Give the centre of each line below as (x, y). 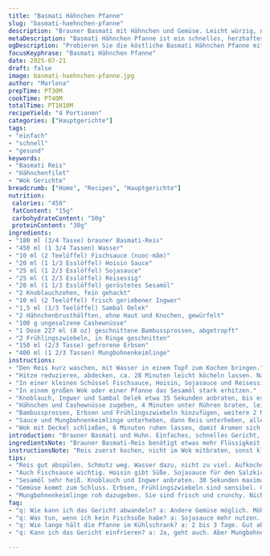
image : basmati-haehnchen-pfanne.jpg (72, 76)
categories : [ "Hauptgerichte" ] (61, 121)
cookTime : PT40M (35, 98)
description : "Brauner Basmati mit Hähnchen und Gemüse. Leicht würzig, (133, 31)
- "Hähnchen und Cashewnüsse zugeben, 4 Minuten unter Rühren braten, (129, 405)
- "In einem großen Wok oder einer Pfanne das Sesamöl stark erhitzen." (133, 390)
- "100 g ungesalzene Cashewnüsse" (68, 323)
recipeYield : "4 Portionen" (55, 114)
